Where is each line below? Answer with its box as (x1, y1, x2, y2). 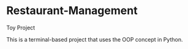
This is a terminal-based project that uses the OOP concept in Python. (6, 36, 183, 43)
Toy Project (6, 24, 36, 31)
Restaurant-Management (6, 4, 138, 18)
